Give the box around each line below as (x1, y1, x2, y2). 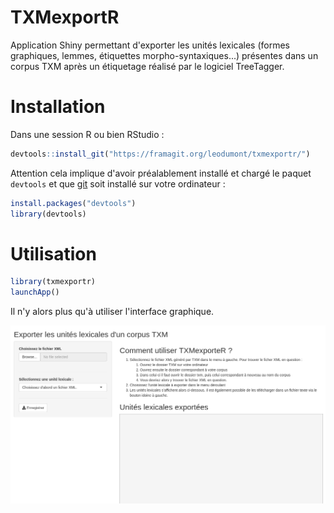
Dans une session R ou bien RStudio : (10, 128, 165, 140)
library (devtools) (10, 209, 87, 219)
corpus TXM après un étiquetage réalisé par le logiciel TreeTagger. (10, 60, 285, 72)
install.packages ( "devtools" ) (10, 198, 137, 208)
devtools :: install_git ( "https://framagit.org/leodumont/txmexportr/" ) (10, 149, 311, 159)
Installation (10, 96, 106, 118)
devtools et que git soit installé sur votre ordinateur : (10, 177, 226, 190)
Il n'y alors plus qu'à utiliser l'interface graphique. (10, 306, 215, 318)
